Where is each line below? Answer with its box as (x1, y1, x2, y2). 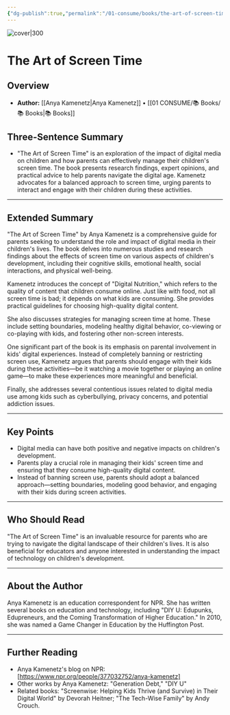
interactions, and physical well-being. (7, 266, 113, 275)
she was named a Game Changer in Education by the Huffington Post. (7, 620, 205, 629)
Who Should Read (7, 514, 86, 526)
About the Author (7, 580, 84, 592)
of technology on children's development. (7, 554, 125, 562)
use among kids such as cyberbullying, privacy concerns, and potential (7, 392, 209, 401)
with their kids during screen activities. (16, 488, 127, 497)
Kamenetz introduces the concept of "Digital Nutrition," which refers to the (7, 280, 218, 288)
